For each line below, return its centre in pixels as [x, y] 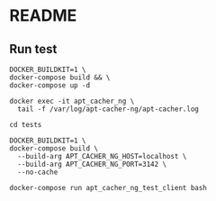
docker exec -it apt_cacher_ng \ [72, 101]
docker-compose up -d [50, 86]
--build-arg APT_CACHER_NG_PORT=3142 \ [92, 164]
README [43, 16]
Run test [33, 49]
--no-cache [38, 172]
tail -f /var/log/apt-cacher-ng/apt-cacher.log [108, 109]
